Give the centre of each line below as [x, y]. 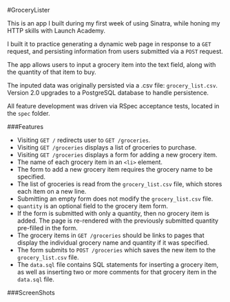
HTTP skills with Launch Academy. [56, 31]
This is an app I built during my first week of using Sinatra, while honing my [114, 23]
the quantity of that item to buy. [52, 72]
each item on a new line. [52, 191]
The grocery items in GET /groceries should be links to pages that [111, 235]
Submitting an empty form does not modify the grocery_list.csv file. [115, 199]
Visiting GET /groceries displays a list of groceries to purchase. [107, 147]
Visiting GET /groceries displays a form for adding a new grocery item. [117, 155]
